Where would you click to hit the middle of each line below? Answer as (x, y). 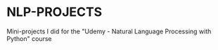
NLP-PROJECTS (54, 12)
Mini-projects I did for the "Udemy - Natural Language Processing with (109, 31)
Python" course (29, 38)
